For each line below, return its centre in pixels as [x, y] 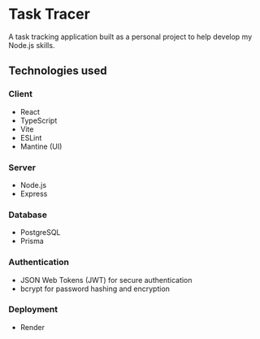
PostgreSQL [40, 233]
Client [20, 94]
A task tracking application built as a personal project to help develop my [130, 37]
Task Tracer [50, 14]
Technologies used [58, 71]
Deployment [33, 310]
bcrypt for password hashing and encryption [95, 289]
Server [22, 167]
